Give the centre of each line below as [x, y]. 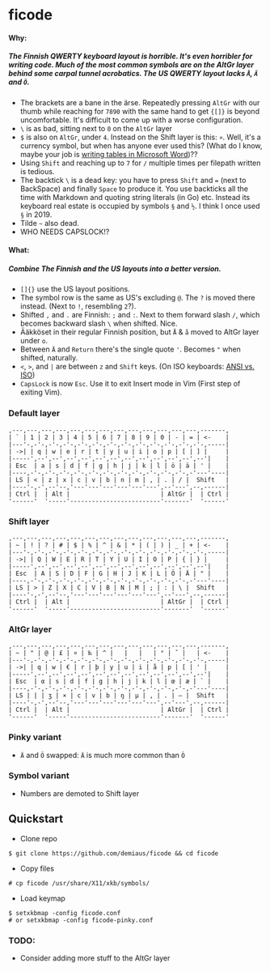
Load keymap [43, 898]
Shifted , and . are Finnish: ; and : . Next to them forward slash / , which [140, 315]
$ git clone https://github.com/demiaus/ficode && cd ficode [114, 853]
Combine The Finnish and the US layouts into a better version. [115, 268]
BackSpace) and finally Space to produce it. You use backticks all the [134, 189]
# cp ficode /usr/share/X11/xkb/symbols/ [79, 883]
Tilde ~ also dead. [49, 223]
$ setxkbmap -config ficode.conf [65, 913]
